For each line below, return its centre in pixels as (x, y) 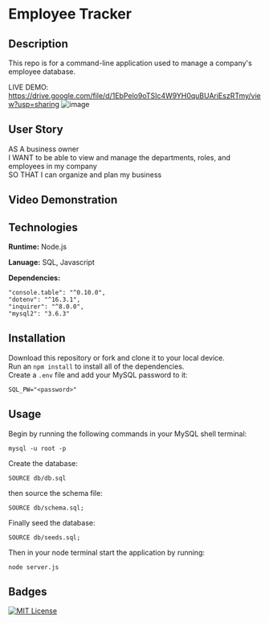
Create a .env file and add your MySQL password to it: (98, 374)
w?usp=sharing (34, 104)
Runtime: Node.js (37, 247)
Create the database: (43, 463)
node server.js (34, 567)
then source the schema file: (55, 493)
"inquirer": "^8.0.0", (46, 307)
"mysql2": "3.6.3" (39, 314)
